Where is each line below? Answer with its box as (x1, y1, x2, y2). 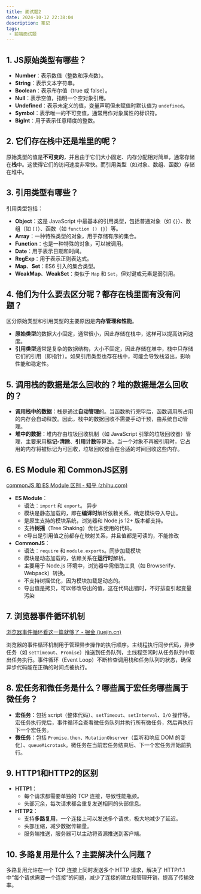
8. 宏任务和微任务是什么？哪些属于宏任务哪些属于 (6, 683, 188, 693)
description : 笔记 (6, 20, 50, 26)
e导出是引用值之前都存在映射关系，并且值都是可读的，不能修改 (23, 532, 179, 539)
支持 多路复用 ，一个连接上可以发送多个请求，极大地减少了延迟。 (23, 815, 181, 823)
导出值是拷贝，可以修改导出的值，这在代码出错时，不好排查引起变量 (23, 585, 192, 591)
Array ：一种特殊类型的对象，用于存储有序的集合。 (14, 232, 139, 240)
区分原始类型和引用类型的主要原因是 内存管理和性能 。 (6, 318, 138, 325)
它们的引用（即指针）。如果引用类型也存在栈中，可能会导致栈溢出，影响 (14, 352, 191, 360)
